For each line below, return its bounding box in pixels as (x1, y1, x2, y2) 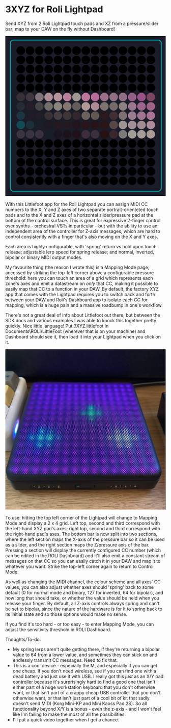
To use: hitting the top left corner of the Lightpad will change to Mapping (5, 514, 158, 521)
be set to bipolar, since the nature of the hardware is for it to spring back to (5, 606, 163, 612)
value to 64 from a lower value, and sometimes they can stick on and (12, 652, 158, 658)
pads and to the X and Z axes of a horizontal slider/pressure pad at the (5, 212, 154, 218)
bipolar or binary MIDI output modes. (5, 254, 83, 261)
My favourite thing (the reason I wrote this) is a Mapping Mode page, (5, 264, 150, 271)
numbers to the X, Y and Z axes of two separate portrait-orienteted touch (5, 206, 159, 213)
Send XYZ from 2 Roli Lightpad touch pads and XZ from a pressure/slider (5, 20, 159, 27)
